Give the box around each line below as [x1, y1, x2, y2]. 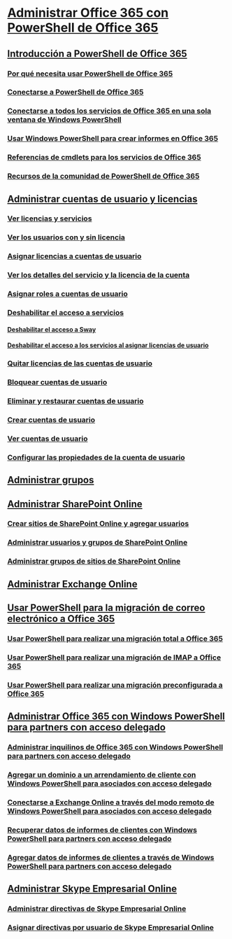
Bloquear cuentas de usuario [7, 377, 108, 387]
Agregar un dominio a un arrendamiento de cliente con [7, 770, 196, 780]
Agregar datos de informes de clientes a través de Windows [7, 852, 215, 862]
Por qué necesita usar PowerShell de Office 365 [7, 69, 173, 78]
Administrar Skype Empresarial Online [7, 883, 177, 895]
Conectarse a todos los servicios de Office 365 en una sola [7, 106, 212, 116]
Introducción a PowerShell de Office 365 [7, 48, 187, 60]
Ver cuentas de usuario [7, 433, 89, 443]
